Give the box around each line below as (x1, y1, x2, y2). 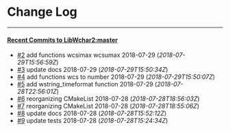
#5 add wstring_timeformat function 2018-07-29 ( (16, 80, 157, 88)
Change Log (7, 4, 77, 20)
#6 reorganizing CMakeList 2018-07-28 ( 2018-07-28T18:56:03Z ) (16, 95, 200, 103)
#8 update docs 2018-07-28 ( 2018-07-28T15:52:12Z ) (16, 109, 167, 117)
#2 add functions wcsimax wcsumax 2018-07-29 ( (16, 51, 159, 59)
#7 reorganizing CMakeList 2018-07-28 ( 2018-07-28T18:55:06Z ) (16, 102, 200, 110)
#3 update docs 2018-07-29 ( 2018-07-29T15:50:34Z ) (16, 66, 168, 74)
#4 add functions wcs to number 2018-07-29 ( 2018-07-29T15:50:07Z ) (16, 73, 216, 81)
